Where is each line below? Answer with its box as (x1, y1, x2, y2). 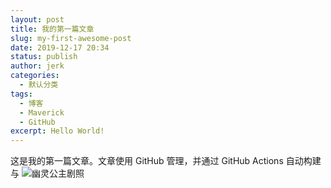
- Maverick (19, 107, 65, 118)
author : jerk (10, 61, 65, 71)
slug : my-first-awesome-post (10, 33, 132, 43)
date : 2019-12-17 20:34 (10, 42, 110, 53)
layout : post (10, 14, 65, 25)
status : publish (10, 52, 78, 62)
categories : (10, 71, 60, 81)
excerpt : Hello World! (10, 126, 105, 136)
